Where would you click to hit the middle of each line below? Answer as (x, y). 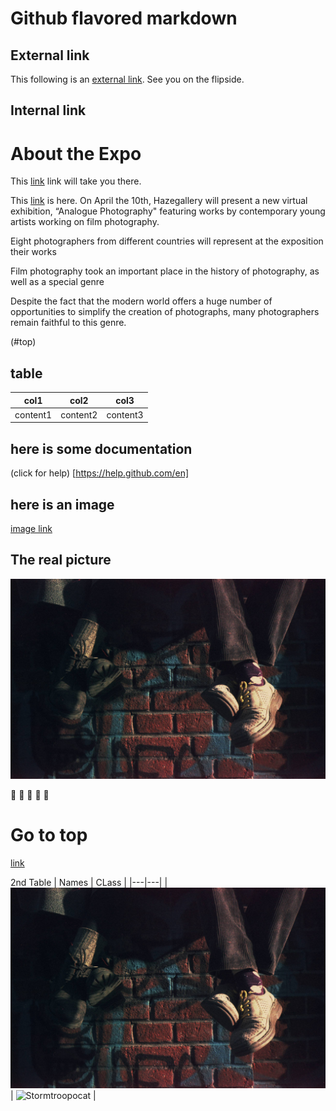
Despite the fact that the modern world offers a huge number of (141, 301)
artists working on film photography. (85, 222)
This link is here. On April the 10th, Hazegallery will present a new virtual (159, 201)
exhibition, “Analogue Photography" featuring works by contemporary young (168, 211)
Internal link (48, 110)
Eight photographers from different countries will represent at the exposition (167, 241)
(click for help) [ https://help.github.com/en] (100, 473)
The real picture (61, 560)
